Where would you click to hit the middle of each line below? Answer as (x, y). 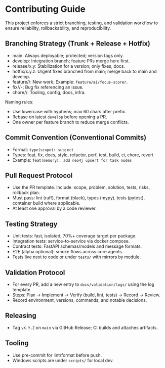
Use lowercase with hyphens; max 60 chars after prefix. (69, 111)
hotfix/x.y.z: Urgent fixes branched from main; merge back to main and (84, 71)
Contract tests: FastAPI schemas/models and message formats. (77, 246)
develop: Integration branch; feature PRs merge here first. (71, 61)
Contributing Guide (45, 9)
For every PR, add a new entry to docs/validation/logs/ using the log (83, 284)
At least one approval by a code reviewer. (54, 208)
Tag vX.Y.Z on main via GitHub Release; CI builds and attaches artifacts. (85, 327)
